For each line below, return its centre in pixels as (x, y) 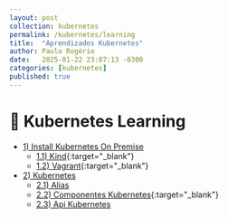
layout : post (34, 18)
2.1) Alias (52, 185)
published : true (40, 77)
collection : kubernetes (54, 26)
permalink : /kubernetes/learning (72, 34)
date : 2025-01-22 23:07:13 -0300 (76, 60)
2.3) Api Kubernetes (73, 204)
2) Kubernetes (49, 175)
